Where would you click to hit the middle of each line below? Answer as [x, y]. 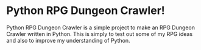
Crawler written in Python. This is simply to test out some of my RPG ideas [100, 34]
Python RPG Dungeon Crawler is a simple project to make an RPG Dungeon [100, 27]
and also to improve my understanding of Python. [68, 40]
